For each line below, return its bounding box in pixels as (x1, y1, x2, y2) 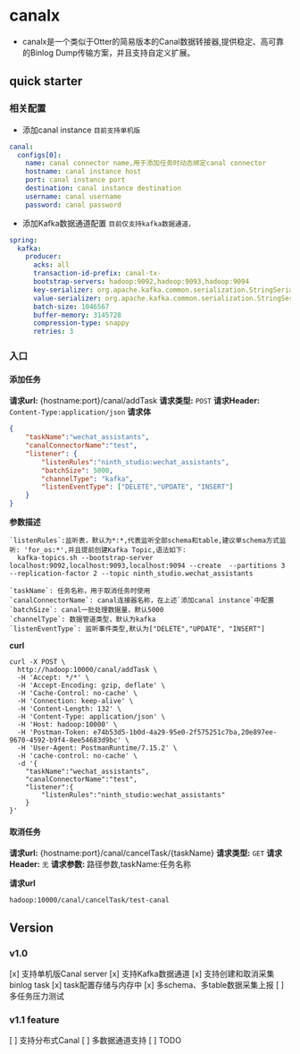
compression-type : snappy (32, 319, 129, 327)
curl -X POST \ (9, 658, 66, 667)
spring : (9, 235, 38, 244)
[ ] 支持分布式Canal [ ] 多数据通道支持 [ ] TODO (9, 1035, 181, 1046)
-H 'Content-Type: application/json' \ (17, 712, 166, 721)
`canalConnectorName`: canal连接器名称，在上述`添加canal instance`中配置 (9, 596, 275, 605)
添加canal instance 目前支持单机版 (21, 124, 141, 135)
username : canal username (25, 191, 122, 201)
